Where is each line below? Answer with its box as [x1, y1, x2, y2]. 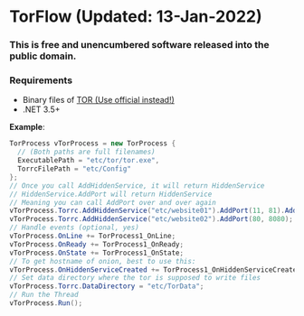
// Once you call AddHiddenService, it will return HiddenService [9, 181, 265, 191]
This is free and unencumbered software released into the [9, 39, 270, 51]
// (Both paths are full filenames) [17, 147, 156, 157]
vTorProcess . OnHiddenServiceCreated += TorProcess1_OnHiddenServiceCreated [9, 265, 301, 274]
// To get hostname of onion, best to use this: [9, 256, 196, 265]
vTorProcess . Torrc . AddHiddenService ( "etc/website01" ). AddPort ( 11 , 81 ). [9, 206, 285, 216]
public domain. [9, 50, 77, 62]
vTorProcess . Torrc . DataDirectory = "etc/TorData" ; [9, 282, 204, 291]
